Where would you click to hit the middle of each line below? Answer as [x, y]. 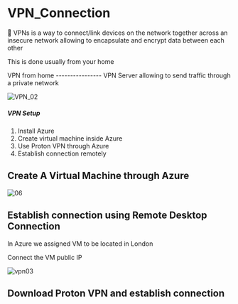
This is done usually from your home [61, 61]
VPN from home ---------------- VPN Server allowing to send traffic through [119, 75]
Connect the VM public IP [45, 257]
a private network [33, 82]
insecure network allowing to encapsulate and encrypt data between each [116, 40]
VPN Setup [24, 113]
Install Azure [36, 131]
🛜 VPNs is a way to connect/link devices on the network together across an [118, 33]
